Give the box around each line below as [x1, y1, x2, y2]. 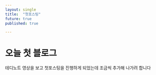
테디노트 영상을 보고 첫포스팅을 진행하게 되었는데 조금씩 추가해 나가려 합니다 [5, 65, 151, 71]
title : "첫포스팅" [5, 12, 41, 17]
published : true [5, 21, 38, 26]
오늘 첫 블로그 [5, 48, 57, 59]
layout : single [5, 7, 36, 12]
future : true [5, 16, 32, 21]
